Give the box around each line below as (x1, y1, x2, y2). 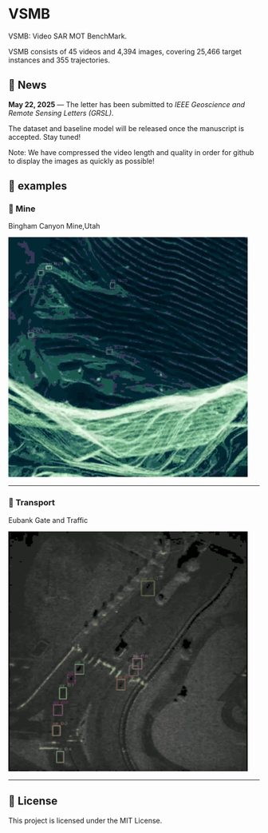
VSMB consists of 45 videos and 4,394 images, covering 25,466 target (8, 46, 242, 56)
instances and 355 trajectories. (8, 55, 110, 65)
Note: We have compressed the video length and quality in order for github (8, 147, 254, 157)
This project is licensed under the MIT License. (8, 815, 163, 825)
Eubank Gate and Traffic (8, 515, 89, 524)
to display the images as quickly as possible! (8, 156, 155, 165)
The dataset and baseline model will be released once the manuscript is (8, 123, 245, 133)
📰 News (8, 78, 47, 92)
